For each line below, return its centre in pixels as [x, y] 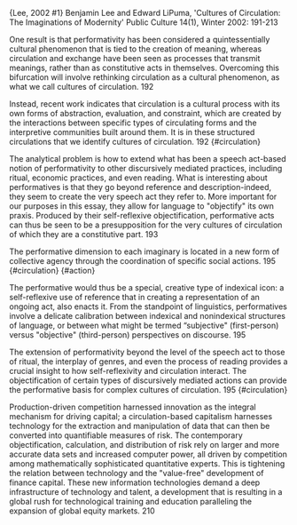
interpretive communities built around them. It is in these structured [132, 132]
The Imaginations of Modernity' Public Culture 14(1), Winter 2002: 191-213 [144, 22]
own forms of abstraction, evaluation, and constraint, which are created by [145, 113]
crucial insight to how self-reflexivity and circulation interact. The [128, 371]
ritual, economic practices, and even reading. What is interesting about [138, 178]
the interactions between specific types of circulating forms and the [133, 123]
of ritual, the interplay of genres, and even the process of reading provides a [148, 362]
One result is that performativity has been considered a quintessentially [140, 40]
